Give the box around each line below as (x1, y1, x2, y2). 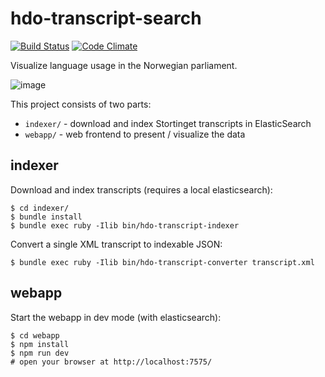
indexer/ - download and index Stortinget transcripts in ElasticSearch (24, 117, 312, 129)
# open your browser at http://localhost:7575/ (10, 357, 213, 367)
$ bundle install (10, 212, 83, 222)
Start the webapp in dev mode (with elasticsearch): (10, 311, 222, 323)
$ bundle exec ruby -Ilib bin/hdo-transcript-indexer (10, 220, 240, 231)
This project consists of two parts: (10, 98, 152, 110)
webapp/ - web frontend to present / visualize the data (24, 128, 246, 140)
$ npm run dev (10, 348, 70, 358)
